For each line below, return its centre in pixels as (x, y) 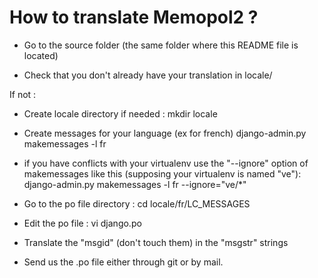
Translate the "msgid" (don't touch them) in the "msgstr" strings (156, 242)
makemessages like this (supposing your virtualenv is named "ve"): (162, 173)
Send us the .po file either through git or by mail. (123, 262)
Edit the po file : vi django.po (82, 223)
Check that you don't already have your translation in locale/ (148, 75)
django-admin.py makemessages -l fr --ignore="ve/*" (135, 184)
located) (41, 55)
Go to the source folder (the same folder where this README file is (161, 45)
